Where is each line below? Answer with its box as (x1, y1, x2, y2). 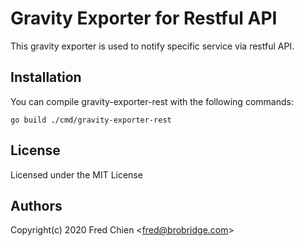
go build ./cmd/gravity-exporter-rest (10, 115, 172, 125)
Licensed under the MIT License (10, 168, 143, 181)
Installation (10, 69, 82, 86)
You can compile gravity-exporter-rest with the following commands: (10, 95, 294, 107)
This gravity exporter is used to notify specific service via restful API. (10, 40, 295, 52)
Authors (10, 197, 63, 214)
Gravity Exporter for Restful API (10, 7, 278, 30)
